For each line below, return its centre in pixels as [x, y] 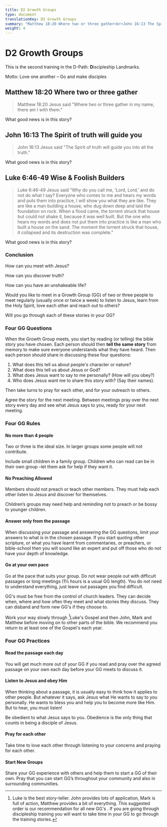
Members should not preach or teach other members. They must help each [82, 489]
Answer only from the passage [38, 521]
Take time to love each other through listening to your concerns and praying [83, 746]
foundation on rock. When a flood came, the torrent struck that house [88, 211]
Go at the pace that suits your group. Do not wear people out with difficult [81, 576]
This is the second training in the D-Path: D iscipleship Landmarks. [73, 67]
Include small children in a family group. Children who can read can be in [80, 461]
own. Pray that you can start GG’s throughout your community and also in [80, 779]
